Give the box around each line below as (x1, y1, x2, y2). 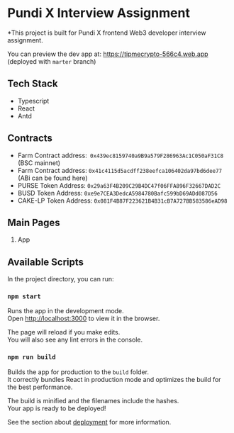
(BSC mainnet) (17, 158, 61, 167)
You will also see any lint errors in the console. (7, 335, 143, 344)
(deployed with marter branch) (7, 57, 96, 65)
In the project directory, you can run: (7, 275, 114, 283)
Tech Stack (7, 78, 58, 90)
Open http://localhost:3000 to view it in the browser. (7, 314, 160, 323)
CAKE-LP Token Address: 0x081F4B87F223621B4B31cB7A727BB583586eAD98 (17, 196, 228, 205)
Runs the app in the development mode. (7, 307, 124, 315)
